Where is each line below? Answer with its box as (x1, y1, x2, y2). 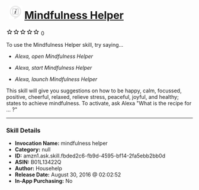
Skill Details (6, 126, 41, 134)
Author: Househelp (14, 165, 62, 172)
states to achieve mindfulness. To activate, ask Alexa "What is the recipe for (6, 99, 192, 107)
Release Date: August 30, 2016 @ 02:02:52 (14, 171, 121, 178)
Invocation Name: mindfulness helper (14, 140, 108, 147)
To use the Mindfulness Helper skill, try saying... (6, 41, 124, 48)
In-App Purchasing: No (14, 178, 73, 185)
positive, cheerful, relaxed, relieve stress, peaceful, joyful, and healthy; (6, 93, 179, 100)
